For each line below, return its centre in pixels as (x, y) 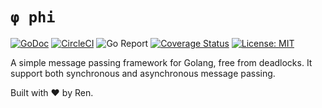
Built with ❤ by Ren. (52, 92)
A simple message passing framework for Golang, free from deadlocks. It (161, 62)
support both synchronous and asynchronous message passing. (143, 73)
